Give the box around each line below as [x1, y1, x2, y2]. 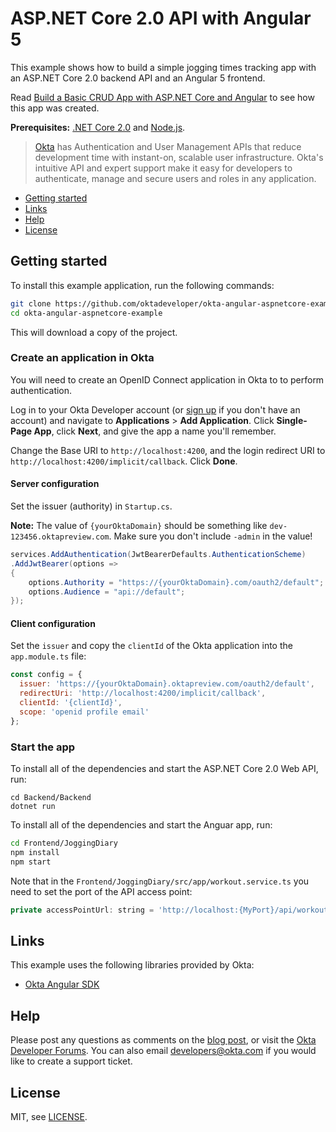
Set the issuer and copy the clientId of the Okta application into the [10, 640, 293, 652]
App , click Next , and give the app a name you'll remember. [33, 425, 277, 437]
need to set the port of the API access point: [10, 885, 193, 897]
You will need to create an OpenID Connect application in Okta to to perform [10, 373, 325, 386]
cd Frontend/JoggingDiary [10, 838, 118, 848]
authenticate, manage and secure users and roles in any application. [34, 172, 317, 184]
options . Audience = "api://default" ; [28, 587, 186, 597]
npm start [10, 857, 52, 867]
